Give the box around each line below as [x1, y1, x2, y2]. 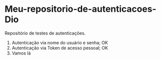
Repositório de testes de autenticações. [4, 30, 86, 36]
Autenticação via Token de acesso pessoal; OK [11, 45, 108, 51]
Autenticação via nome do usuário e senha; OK [11, 39, 108, 45]
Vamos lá [11, 50, 31, 56]
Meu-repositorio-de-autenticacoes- [4, 3, 157, 15]
